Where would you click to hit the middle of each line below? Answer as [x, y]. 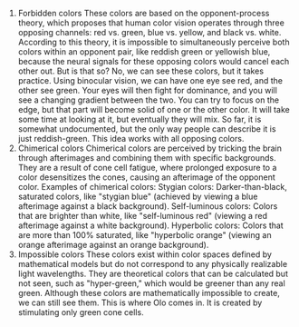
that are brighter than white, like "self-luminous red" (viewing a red [142, 216]
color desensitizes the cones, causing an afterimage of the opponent [147, 177]
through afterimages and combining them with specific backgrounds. [147, 158]
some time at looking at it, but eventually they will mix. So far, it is [140, 119]
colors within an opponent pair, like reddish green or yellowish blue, [144, 52]
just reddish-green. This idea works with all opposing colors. [131, 139]
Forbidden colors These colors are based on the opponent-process [144, 13]
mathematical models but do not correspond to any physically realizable [153, 264]
